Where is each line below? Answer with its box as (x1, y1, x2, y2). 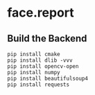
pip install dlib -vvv (7, 57, 73, 64)
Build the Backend (7, 33, 87, 44)
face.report (7, 5, 74, 21)
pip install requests (7, 81, 70, 88)
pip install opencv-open (7, 63, 79, 70)
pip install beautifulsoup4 (7, 75, 89, 82)
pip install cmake (7, 51, 60, 58)
